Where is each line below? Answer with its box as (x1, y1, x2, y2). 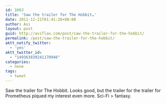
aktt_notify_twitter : (5, 41, 51, 46)
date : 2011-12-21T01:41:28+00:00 (5, 17, 76, 22)
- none (10, 64, 24, 69)
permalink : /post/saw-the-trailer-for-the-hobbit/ (5, 36, 115, 41)
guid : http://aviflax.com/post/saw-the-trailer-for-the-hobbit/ (5, 31, 145, 36)
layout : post (5, 26, 33, 31)
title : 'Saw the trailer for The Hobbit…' (5, 12, 97, 17)
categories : (5, 59, 31, 64)
